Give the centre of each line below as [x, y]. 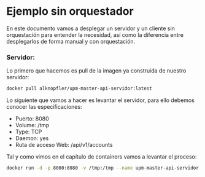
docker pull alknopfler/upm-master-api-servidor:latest [79, 88]
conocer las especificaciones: [44, 107]
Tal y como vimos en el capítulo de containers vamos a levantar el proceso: [102, 157]
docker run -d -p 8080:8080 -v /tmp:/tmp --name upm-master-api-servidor [103, 168]
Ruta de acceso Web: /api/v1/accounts [64, 145]
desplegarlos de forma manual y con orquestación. [71, 41]
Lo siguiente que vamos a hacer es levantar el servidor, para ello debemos [101, 100]
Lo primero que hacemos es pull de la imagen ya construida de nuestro [96, 71]
